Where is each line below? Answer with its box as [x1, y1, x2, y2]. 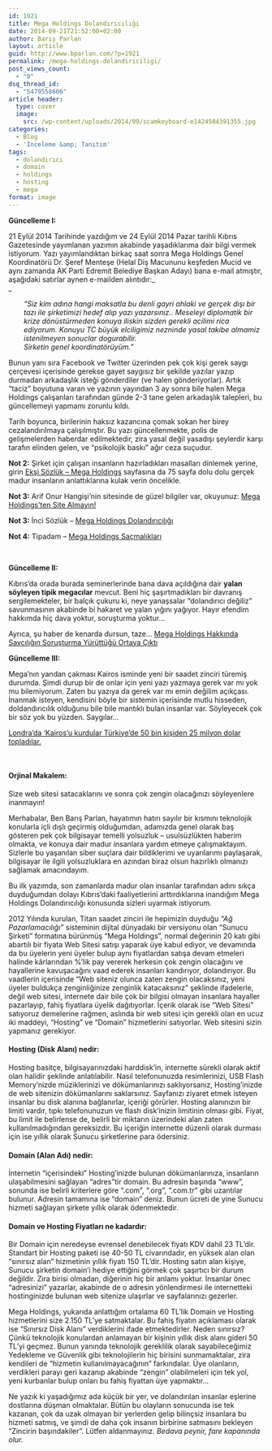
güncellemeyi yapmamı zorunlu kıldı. [8, 401, 131, 410]
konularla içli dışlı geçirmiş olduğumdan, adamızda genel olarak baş [8, 821, 235, 831]
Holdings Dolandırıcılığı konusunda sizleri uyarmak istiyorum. [8, 898, 213, 907]
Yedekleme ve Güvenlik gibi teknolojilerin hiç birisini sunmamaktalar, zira [8, 1350, 251, 1360]
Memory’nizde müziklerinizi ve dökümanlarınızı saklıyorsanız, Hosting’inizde [8, 1080, 262, 1089]
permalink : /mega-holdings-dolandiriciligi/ [8, 58, 162, 66]
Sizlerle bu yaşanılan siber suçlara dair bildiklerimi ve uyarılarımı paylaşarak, [8, 847, 262, 857]
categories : [8, 125, 49, 133]
